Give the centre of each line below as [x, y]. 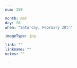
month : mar [16, 18]
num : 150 [14, 9]
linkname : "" [18, 50]
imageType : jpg [20, 36]
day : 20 [13, 23]
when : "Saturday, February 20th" [39, 27]
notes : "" [15, 54]
